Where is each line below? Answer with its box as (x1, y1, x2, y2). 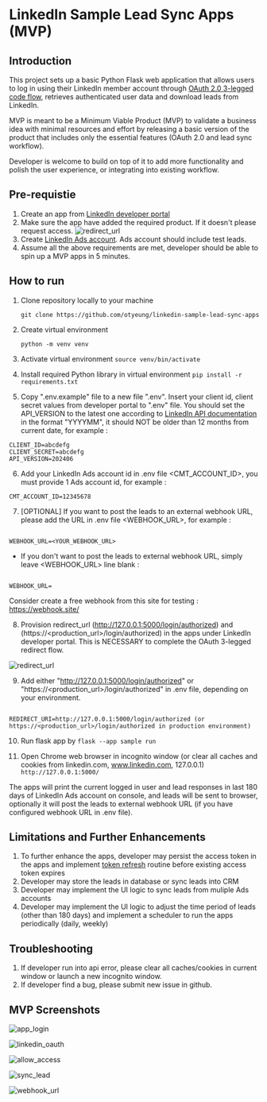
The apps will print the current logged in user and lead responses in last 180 (9, 782, 257, 791)
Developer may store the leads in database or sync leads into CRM (20, 876, 239, 887)
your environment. (20, 693, 81, 702)
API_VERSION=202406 (9, 454, 74, 462)
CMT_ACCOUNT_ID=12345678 (9, 493, 91, 501)
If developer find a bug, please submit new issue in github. (20, 980, 213, 990)
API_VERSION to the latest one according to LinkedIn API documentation (20, 408, 257, 418)
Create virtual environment (20, 324, 109, 334)
